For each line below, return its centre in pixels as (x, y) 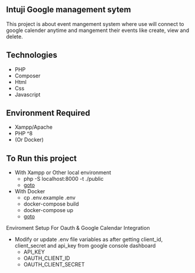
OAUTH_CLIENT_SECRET (54, 265)
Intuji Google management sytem (69, 10)
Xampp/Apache (34, 127)
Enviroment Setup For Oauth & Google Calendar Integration (78, 228)
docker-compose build (51, 204)
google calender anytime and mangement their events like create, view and (98, 30)
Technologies (32, 55)
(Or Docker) (29, 140)
